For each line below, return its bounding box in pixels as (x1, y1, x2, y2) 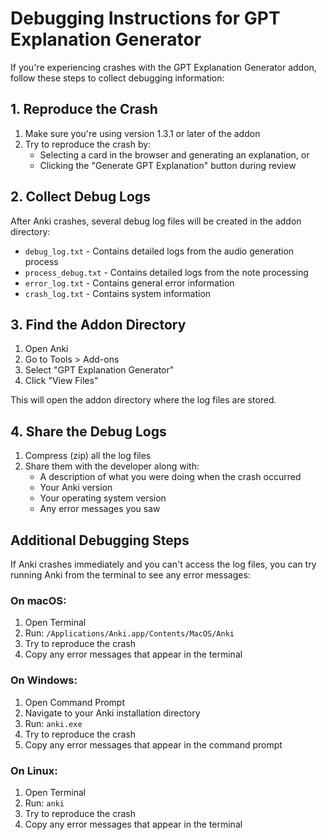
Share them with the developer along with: (24, 460, 200, 472)
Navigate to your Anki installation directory (24, 707, 201, 719)
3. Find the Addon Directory (10, 316, 187, 333)
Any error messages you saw (39, 503, 161, 515)
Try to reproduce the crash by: (24, 138, 152, 150)
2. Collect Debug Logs (10, 188, 151, 206)
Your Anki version (39, 482, 113, 494)
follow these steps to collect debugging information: (10, 72, 225, 84)
